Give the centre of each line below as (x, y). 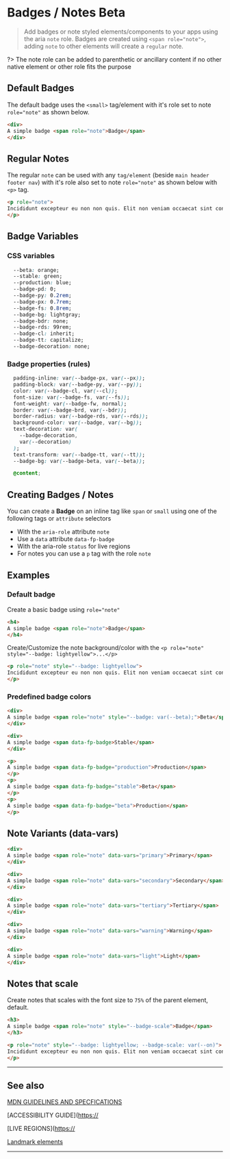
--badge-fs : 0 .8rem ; (42, 308)
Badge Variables (43, 237)
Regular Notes (38, 159)
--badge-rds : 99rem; (42, 327)
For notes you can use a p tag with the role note (84, 553)
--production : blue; (42, 283)
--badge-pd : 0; (35, 289)
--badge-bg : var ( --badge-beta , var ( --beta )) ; (79, 461)
